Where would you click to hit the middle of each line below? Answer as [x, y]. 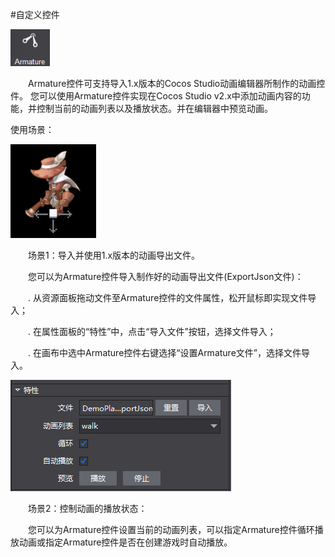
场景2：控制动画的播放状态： [88, 508]
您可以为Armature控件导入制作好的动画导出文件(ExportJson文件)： [166, 276]
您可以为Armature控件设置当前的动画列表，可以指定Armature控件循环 [171, 529]
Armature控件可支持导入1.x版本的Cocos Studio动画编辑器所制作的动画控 [177, 83]
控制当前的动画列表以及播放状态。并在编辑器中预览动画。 [154, 108]
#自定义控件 [35, 14]
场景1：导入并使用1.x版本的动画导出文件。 [114, 255]
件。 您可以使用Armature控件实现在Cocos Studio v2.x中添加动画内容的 [156, 96]
